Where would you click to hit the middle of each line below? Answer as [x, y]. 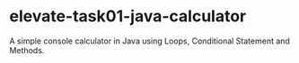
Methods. [27, 50]
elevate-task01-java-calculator [128, 16]
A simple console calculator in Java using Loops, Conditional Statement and [149, 41]
